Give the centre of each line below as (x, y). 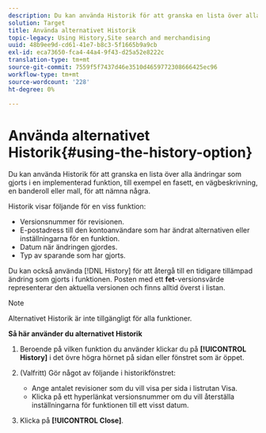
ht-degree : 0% (32, 89)
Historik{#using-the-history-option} (131, 152)
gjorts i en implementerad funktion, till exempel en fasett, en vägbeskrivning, (133, 182)
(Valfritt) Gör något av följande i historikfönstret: (98, 373)
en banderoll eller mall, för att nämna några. (79, 191)
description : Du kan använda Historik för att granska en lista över (125, 15)
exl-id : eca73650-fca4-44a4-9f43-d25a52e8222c (86, 52)
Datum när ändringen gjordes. (68, 247)
